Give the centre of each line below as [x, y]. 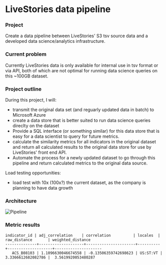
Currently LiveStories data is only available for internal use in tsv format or [82, 65]
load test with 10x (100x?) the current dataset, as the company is [79, 183]
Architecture [21, 201]
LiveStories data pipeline [58, 9]
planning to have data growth [43, 188]
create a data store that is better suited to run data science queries [81, 120]
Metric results [23, 225]
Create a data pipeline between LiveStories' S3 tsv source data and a [76, 36]
